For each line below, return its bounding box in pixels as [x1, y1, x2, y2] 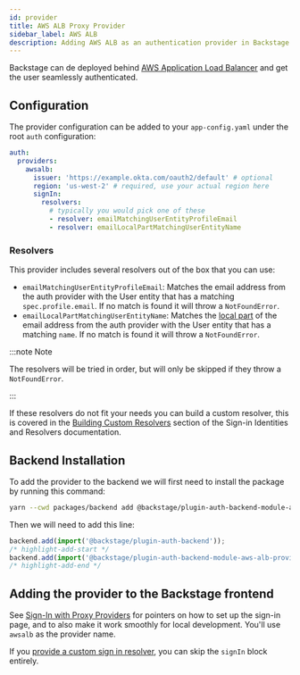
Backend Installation [9, 453, 126, 468]
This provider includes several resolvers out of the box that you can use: [9, 264, 276, 275]
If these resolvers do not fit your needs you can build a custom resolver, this [9, 408, 289, 419]
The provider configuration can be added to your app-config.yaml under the [9, 121, 288, 132]
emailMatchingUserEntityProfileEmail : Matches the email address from [21, 282, 286, 293]
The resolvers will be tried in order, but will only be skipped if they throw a [9, 363, 281, 375]
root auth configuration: [9, 131, 96, 142]
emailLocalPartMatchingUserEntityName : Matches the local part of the [21, 310, 278, 321]
